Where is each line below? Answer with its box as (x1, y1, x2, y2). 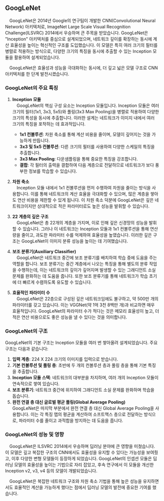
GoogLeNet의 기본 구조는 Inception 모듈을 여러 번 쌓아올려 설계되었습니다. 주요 (5, 340, 158, 345)
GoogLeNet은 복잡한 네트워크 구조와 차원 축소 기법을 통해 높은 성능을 (9, 478, 142, 484)
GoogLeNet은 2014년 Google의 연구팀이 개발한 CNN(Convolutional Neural (9, 17, 156, 24)
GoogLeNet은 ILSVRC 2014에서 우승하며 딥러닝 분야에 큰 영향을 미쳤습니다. (9, 443, 155, 449)
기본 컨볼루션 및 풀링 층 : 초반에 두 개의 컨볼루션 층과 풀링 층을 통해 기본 (12, 363, 147, 369)
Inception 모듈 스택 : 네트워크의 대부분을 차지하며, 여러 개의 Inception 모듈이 (12, 375, 159, 381)
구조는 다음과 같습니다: (5, 346, 48, 352)
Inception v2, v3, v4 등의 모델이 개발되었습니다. (5, 468, 98, 474)
